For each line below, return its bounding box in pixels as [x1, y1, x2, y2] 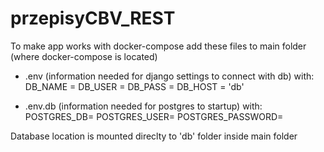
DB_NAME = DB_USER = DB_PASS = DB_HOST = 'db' [24, 80, 245, 92]
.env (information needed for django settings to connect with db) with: [24, 70, 315, 82]
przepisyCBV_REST [10, 7, 176, 30]
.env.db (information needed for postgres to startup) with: [24, 100, 263, 112]
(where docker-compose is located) [10, 50, 158, 62]
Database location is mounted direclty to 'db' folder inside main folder [10, 130, 298, 142]
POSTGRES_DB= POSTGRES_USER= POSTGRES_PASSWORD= [24, 110, 284, 122]
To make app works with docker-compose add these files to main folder [10, 40, 307, 52]
